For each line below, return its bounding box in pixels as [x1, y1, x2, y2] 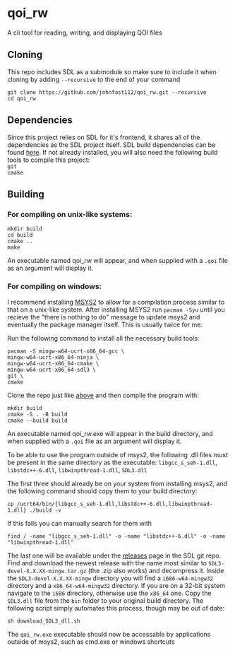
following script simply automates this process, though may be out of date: [7, 604, 224, 612]
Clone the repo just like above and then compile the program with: [7, 391, 200, 399]
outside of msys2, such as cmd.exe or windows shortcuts [7, 637, 175, 646]
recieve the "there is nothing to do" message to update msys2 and [7, 312, 200, 321]
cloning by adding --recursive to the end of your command [7, 75, 181, 83]
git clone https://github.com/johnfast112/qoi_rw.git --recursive [7, 88, 207, 96]
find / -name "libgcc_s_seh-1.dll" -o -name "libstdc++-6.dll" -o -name [7, 532, 226, 540]
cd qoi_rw [7, 95, 37, 102]
